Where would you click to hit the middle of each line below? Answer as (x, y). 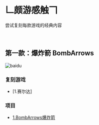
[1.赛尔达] (22, 91)
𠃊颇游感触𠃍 (32, 10)
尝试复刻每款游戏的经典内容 (34, 25)
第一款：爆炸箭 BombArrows (50, 53)
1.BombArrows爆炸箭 (34, 117)
